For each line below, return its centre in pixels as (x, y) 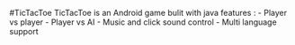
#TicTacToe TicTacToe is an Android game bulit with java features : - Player (148, 13)
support (24, 31)
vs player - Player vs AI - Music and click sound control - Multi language (143, 22)
